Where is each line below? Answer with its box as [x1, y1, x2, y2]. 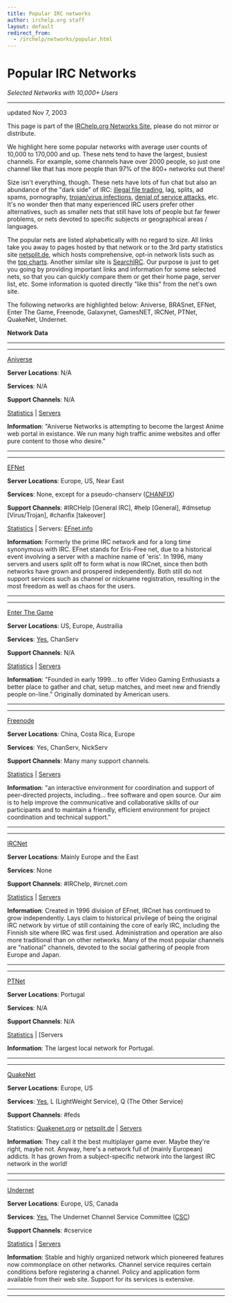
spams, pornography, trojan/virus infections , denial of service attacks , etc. [7, 193, 219, 201]
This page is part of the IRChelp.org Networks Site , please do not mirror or [7, 122, 220, 130]
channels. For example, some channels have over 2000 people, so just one [7, 157, 221, 166]
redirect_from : [7, 29, 51, 37]
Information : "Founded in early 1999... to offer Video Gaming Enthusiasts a [7, 676, 220, 684]
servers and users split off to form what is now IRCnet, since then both [7, 560, 209, 568]
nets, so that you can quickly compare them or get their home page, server [7, 273, 221, 281]
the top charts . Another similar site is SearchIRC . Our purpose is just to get [7, 258, 220, 267]
